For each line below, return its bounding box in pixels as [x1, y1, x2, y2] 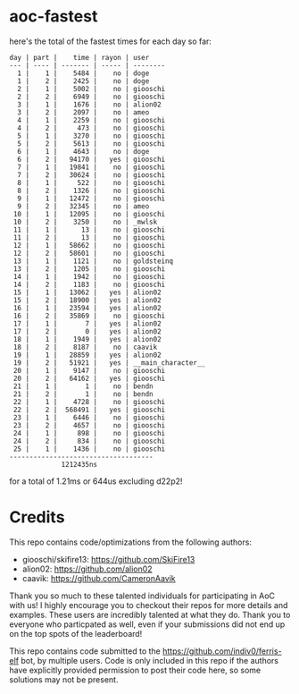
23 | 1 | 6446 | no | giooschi [12, 413, 166, 422]
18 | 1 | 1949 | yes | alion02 [12, 334, 162, 343]
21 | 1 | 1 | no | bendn [12, 382, 154, 391]
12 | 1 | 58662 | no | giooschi [12, 241, 166, 250]
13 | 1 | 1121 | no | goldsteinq [12, 257, 174, 266]
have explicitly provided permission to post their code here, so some [9, 664, 262, 675]
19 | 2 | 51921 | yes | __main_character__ [12, 358, 205, 368]
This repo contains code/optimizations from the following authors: [9, 537, 253, 547]
